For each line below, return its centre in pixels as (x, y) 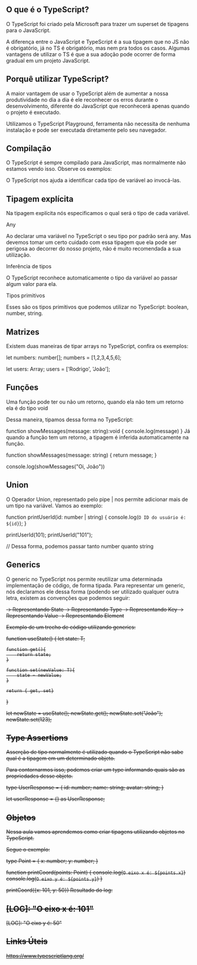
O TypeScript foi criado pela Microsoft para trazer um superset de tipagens (97, 24)
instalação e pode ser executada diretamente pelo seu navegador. (86, 130)
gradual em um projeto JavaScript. (48, 60)
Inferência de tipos (29, 267)
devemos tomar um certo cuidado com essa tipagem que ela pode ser (91, 242)
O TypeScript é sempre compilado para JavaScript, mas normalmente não (96, 163)
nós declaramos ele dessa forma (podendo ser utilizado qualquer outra (92, 592)
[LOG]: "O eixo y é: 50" (34, 923)
